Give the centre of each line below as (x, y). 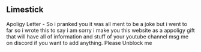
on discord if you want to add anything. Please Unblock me (79, 43)
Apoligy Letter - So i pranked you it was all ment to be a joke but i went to (97, 24)
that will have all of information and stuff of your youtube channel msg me (97, 36)
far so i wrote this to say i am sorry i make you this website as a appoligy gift (100, 30)
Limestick (25, 10)
